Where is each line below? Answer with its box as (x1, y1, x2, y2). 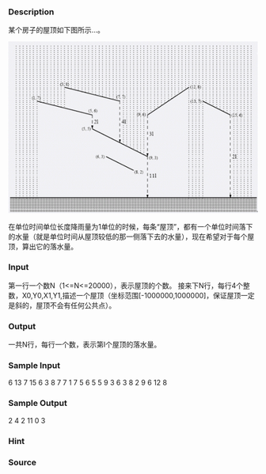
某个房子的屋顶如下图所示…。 (8, 25, 105, 35)
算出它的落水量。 (21, 241, 78, 251)
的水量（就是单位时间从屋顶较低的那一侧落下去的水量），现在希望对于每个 (8, 232, 248, 241)
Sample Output (8, 398, 67, 409)
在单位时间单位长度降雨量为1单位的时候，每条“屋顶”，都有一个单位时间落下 (8, 222, 253, 231)
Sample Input (8, 360, 61, 371)
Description (8, 6, 55, 17)
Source (8, 457, 37, 468)
